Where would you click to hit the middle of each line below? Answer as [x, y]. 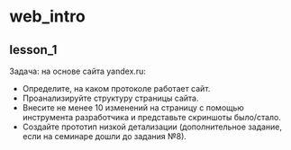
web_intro [47, 17]
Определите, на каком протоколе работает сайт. [116, 88]
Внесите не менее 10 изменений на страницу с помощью [133, 108]
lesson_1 [33, 50]
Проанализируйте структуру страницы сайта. [110, 98]
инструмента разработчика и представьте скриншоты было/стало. [152, 117]
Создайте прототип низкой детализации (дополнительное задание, [152, 127]
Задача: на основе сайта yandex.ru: [78, 71]
